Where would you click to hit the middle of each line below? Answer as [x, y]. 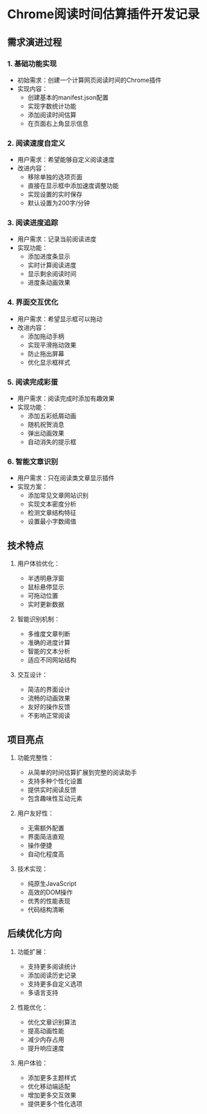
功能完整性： [35, 757]
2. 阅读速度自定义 [36, 143]
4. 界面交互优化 [33, 302]
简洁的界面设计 [49, 689]
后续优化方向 [35, 934]
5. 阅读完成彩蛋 [33, 382]
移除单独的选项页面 [55, 177]
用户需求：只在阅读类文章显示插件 [66, 478]
